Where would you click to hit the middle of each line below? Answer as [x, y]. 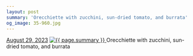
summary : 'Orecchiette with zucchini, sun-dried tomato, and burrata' [97, 17]
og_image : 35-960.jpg [34, 23]
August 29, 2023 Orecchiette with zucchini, [89, 40]
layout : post [23, 12]
